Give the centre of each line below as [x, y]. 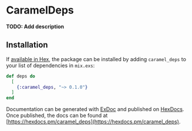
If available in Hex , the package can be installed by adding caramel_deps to [96, 59]
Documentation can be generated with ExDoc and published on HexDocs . [95, 109]
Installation [27, 45]
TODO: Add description [35, 26]
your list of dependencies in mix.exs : [50, 65]
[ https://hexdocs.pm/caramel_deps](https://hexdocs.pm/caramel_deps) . [93, 122]
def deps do [21, 76]
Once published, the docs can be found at [57, 116]
